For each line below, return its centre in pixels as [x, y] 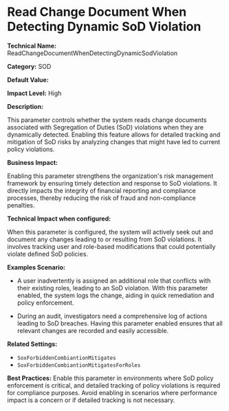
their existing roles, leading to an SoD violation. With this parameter [112, 288]
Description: [25, 106]
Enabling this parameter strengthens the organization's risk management [110, 176]
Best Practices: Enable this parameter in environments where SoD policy [110, 378]
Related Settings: [32, 344]
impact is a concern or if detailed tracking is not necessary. [91, 400]
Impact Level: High [34, 93]
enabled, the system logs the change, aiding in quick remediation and [116, 295]
